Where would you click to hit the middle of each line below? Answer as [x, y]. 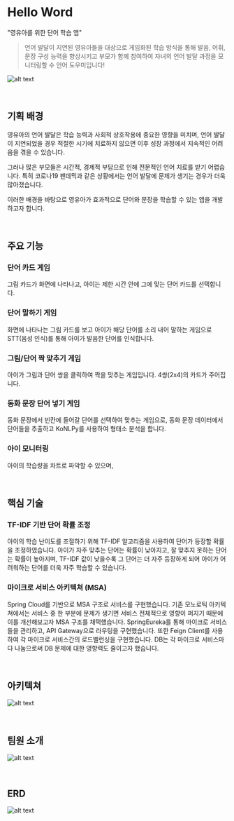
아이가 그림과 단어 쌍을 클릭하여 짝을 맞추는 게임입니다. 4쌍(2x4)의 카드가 [107, 375]
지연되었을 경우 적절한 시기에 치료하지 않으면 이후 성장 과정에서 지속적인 [112, 143]
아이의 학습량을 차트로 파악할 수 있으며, [60, 465]
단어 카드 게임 [29, 268]
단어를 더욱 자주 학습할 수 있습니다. [79, 568]
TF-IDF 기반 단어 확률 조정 [49, 524]
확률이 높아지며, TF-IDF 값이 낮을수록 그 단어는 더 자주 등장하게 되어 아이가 [116, 559]
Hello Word [40, 12]
